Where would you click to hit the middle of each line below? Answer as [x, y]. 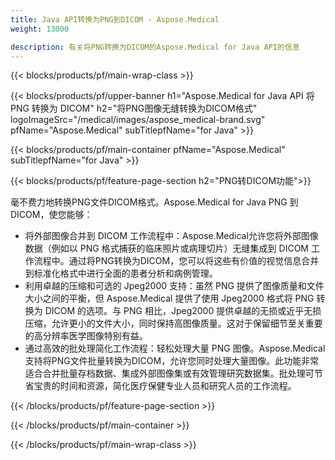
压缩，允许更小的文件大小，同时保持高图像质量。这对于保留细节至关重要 [173, 323]
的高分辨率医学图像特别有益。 [86, 336]
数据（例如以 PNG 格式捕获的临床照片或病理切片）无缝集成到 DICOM [166, 248]
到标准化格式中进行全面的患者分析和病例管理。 [121, 273]
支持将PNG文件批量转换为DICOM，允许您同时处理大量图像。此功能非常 [172, 361]
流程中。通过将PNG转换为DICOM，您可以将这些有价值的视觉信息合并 [176, 261]
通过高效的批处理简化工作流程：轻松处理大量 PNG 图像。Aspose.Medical [175, 348]
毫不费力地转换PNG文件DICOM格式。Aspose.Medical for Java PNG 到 [154, 202]
